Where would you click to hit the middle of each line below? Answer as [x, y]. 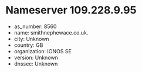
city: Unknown [31, 39]
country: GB [28, 45]
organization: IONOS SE [43, 51]
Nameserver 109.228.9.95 [71, 10]
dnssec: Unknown [36, 64]
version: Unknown [36, 57]
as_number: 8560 [35, 26]
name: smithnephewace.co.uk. [51, 32]
